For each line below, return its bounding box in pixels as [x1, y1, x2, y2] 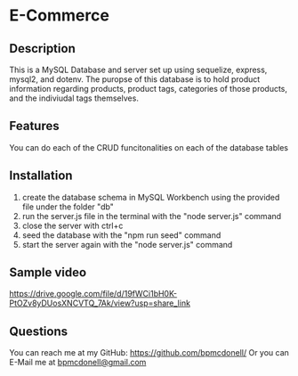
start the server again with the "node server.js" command [21, 239, 233, 249]
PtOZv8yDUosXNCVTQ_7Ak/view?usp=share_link [9, 298, 191, 308]
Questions [9, 323, 68, 339]
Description [9, 41, 76, 56]
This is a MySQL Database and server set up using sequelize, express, [9, 64, 268, 75]
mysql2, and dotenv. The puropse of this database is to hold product [9, 74, 261, 85]
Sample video [9, 265, 87, 281]
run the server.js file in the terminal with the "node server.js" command [21, 210, 282, 221]
